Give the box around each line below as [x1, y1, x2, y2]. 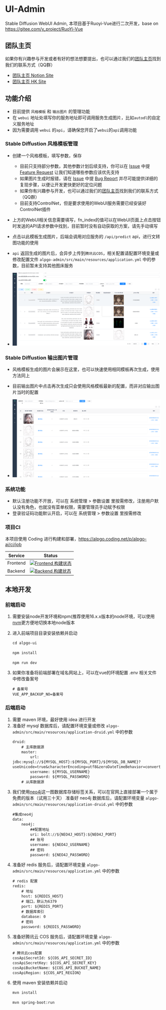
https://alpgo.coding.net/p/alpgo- [78, 536, 147, 542]
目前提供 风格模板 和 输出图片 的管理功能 [12, 108, 90, 114]
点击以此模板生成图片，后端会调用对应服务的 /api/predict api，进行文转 [12, 233, 161, 239]
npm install [12, 651, 37, 656]
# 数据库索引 [21, 909, 44, 914]
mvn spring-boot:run [12, 1000, 55, 1005]
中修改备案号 [12, 676, 39, 682]
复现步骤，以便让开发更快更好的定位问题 [19, 181, 102, 187]
